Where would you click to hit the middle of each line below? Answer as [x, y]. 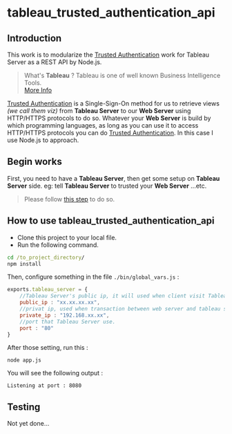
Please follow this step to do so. [69, 199]
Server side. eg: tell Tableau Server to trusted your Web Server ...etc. [107, 186]
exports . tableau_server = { [48, 290]
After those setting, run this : [48, 348]
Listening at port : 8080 [44, 386]
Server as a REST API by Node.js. [55, 62]
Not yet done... [28, 424]
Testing [24, 407]
